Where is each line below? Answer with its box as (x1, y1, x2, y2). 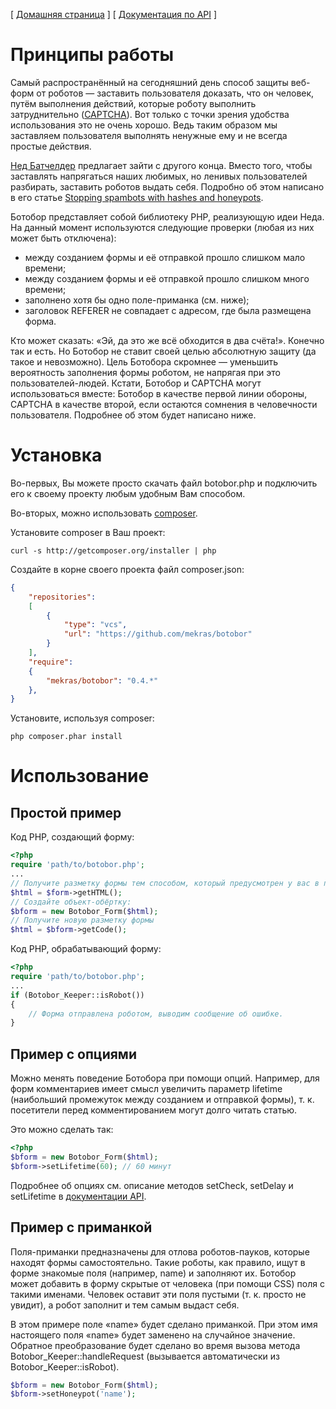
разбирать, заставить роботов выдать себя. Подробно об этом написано (10, 180, 325, 193)
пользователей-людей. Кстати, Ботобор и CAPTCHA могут (10, 377, 262, 389)
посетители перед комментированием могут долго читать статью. (10, 1104, 298, 1116)
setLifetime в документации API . (10, 1190, 147, 1202)
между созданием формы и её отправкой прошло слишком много (24, 272, 310, 284)
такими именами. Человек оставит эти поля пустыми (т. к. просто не (10, 1288, 307, 1300)
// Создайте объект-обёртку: (10, 897, 132, 907)
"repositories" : (28, 592, 97, 602)
